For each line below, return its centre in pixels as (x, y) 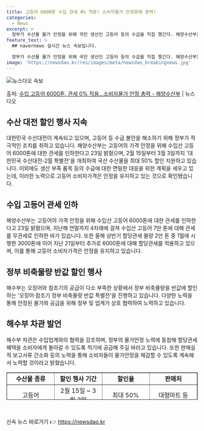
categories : (21, 18)
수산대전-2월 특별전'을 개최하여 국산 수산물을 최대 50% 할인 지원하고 (104, 161)
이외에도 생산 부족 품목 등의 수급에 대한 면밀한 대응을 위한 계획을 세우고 (103, 169)
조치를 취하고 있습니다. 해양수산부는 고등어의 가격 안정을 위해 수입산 (103, 145)
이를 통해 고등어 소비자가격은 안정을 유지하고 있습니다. (78, 251)
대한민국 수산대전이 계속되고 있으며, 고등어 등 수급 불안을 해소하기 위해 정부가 (98, 138)
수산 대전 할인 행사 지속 (47, 122)
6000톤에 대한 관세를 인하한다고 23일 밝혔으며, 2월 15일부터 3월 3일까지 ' (100, 153)
